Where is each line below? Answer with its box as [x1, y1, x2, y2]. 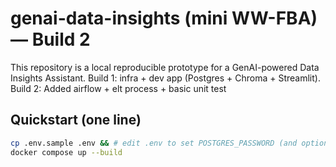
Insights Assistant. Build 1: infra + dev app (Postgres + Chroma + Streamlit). [10, 72, 321, 84]
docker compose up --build [10, 147, 123, 157]
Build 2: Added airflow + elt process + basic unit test [10, 82, 227, 94]
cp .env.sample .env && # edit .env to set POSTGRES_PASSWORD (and [10, 138, 298, 148]
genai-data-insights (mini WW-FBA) [10, 7, 318, 30]
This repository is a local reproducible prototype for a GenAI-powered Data [10, 61, 320, 73]
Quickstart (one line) [10, 112, 142, 129]
